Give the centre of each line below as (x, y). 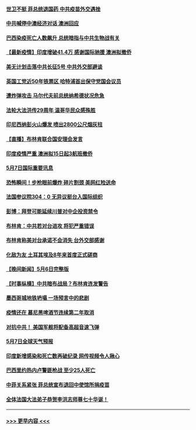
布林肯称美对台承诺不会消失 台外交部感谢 (55, 240)
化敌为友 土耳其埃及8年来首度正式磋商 (52, 255)
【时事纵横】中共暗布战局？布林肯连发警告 (57, 283)
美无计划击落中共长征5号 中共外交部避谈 (55, 67)
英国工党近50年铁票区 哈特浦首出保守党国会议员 (64, 81)
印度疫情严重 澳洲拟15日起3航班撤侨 (50, 153)
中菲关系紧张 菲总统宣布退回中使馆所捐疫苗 (58, 385)
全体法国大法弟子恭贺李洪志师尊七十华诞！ (57, 399)
